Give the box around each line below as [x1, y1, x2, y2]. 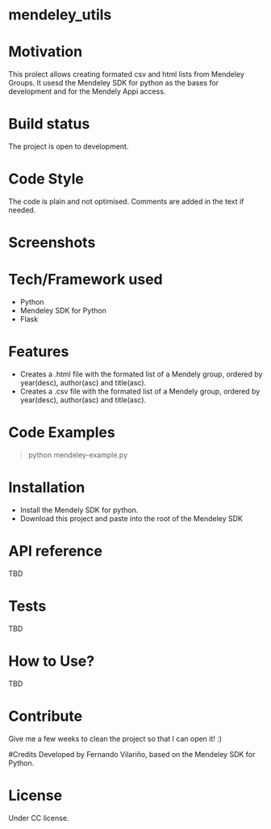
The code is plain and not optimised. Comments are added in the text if [8, 196, 244, 206]
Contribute [8, 707, 83, 725]
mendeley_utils [8, 6, 112, 24]
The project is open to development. [8, 141, 129, 151]
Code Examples [8, 423, 115, 442]
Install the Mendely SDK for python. [19, 505, 139, 515]
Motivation [8, 43, 83, 61]
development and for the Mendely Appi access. [8, 86, 166, 96]
